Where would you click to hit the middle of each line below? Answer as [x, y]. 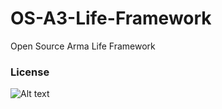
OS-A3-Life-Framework [111, 18]
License [30, 72]
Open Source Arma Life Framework [83, 46]
